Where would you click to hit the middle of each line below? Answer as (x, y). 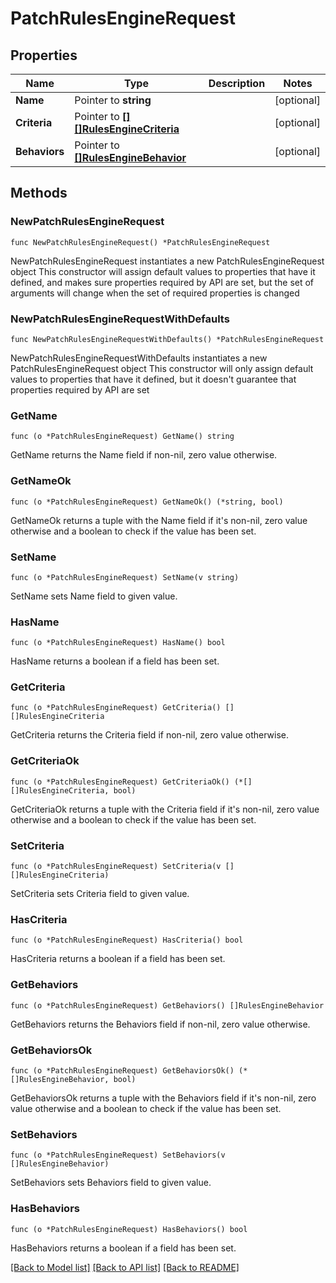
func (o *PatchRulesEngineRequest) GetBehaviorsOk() (122, 1070)
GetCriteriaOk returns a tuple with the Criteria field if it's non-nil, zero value (165, 809)
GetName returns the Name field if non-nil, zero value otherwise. (144, 455)
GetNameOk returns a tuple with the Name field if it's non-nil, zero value (159, 520)
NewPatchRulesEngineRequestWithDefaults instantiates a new (139, 358)
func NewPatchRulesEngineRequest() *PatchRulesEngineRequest (140, 242)
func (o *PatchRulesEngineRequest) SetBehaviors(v (118, 1155)
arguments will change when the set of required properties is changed (155, 293)
